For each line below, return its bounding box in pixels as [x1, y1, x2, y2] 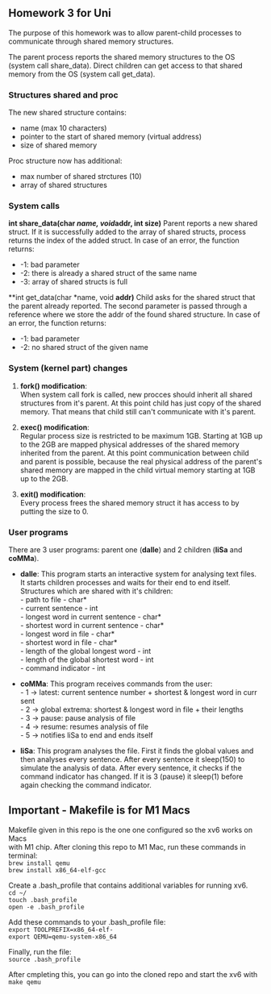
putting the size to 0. [19, 506, 89, 516]
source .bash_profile [8, 955, 81, 963]
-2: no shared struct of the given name [19, 343, 149, 352]
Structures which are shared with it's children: [19, 586, 173, 596]
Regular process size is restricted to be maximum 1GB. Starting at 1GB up [19, 430, 264, 440]
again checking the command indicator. [19, 780, 152, 789]
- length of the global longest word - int [19, 647, 152, 655]
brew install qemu [8, 859, 70, 867]
